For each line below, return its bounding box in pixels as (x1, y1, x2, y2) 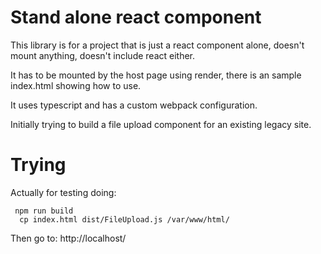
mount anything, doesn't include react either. (10, 49, 196, 61)
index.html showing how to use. (10, 79, 142, 91)
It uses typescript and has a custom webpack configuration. (10, 99, 258, 111)
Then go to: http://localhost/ (10, 232, 127, 244)
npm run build (14, 206, 74, 216)
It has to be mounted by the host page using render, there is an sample (10, 69, 302, 81)
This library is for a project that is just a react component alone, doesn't (10, 39, 305, 51)
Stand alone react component (10, 6, 262, 29)
